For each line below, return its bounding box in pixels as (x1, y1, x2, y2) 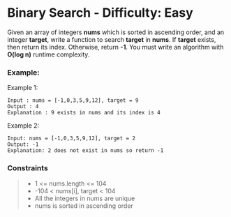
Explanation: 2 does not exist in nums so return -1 (7, 147, 164, 154)
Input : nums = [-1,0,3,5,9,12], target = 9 (7, 97, 139, 104)
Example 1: (7, 84, 38, 92)
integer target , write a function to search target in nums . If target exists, (7, 35, 216, 43)
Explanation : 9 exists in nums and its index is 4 (7, 110, 161, 117)
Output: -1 (7, 141, 39, 148)
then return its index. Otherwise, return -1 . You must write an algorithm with (7, 43, 224, 51)
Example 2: (7, 121, 40, 130)
